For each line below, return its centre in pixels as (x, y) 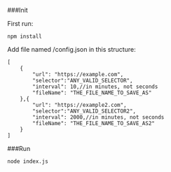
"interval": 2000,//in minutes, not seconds (98, 117)
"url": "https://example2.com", (80, 105)
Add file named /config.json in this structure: (71, 49)
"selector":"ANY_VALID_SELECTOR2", (84, 111)
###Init (18, 10)
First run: (20, 23)
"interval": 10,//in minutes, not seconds (95, 87)
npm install (25, 36)
